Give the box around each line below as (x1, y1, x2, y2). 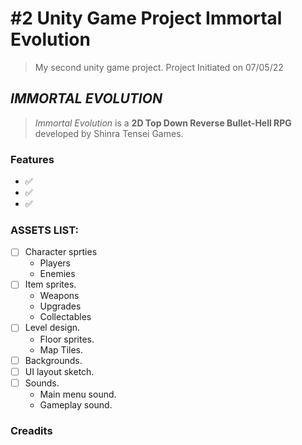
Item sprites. (24, 278, 77, 291)
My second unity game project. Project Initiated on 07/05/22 (34, 61, 284, 73)
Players (39, 257, 71, 269)
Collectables (39, 311, 92, 323)
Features (10, 152, 55, 166)
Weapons (39, 290, 80, 302)
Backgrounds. (24, 354, 83, 366)
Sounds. (24, 377, 60, 389)
